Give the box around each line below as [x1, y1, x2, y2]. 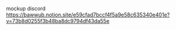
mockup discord [6, 5, 46, 12]
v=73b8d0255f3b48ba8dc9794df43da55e [6, 18, 110, 24]
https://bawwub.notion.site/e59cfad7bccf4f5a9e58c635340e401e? [6, 11, 170, 18]
